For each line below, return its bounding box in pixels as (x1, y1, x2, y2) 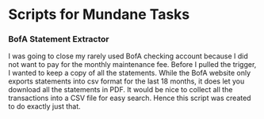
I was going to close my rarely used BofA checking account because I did (8, 51, 248, 61)
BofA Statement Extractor (8, 34, 109, 45)
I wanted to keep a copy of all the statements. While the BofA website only (8, 69, 251, 78)
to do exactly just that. (8, 102, 81, 111)
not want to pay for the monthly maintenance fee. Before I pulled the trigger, (8, 60, 257, 69)
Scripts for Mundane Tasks (8, 6, 190, 24)
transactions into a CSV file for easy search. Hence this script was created (8, 93, 251, 103)
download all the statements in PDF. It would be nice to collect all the (8, 85, 233, 95)
